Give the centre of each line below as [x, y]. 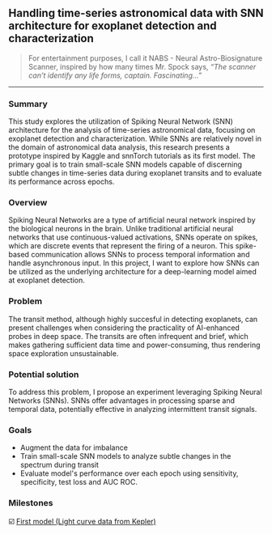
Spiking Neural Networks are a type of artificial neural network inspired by [132, 220]
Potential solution [44, 374]
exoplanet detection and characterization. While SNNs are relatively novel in [135, 139]
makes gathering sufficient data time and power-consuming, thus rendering [134, 345]
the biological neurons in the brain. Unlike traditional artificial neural [121, 229]
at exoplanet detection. [47, 280]
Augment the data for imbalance [74, 447]
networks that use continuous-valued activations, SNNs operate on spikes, [133, 237]
